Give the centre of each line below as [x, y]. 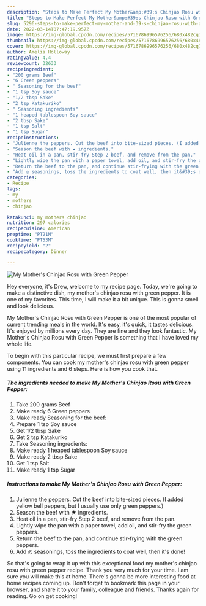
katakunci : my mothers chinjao [47, 217]
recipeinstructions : [33, 138]
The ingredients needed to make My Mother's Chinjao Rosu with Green [99, 383]
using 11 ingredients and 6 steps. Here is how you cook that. [83, 368]
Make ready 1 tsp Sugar [46, 470]
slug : [14, 23]
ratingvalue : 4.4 [29, 58]
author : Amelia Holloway [39, 52]
